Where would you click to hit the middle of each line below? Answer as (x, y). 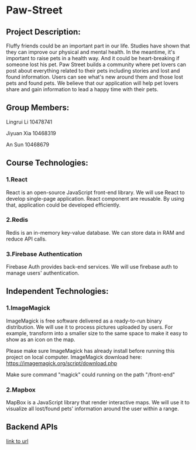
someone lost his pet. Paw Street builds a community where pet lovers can (96, 64)
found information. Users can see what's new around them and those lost (94, 77)
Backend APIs (32, 427)
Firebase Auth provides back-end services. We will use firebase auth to (92, 267)
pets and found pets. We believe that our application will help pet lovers (92, 83)
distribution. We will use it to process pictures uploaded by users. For (90, 327)
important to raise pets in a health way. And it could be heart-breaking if (93, 58)
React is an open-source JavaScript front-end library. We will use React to (96, 192)
